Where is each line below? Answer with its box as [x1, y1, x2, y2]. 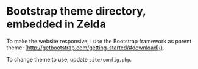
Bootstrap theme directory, [6, 4, 146, 18]
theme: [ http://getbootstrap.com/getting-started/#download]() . [6, 44, 164, 51]
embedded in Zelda [6, 17, 107, 31]
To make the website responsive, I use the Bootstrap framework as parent [6, 37, 192, 45]
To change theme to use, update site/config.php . [6, 56, 132, 63]
